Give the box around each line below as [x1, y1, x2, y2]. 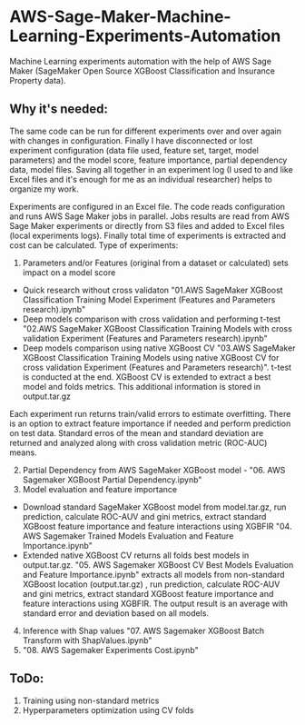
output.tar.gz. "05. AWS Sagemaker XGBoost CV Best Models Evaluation [22, 559, 294, 570]
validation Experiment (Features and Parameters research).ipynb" [22, 333, 268, 343]
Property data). [9, 74, 66, 85]
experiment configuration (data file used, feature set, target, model [9, 144, 259, 155]
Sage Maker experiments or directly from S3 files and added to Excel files [9, 220, 285, 231]
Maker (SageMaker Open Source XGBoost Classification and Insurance [9, 65, 275, 76]
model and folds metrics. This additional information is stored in [22, 381, 261, 392]
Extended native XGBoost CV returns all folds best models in [22, 550, 250, 561]
